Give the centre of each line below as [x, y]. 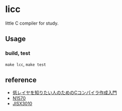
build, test [18, 53]
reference [21, 80]
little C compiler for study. [32, 23]
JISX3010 [22, 103]
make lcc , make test [26, 64]
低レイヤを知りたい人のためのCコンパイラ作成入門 [65, 93]
